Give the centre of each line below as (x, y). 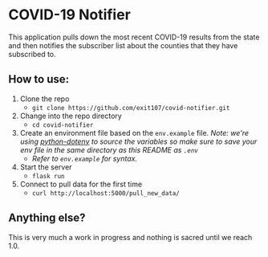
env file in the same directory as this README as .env (109, 149)
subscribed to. (32, 54)
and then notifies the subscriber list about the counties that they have (123, 45)
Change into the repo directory (71, 116)
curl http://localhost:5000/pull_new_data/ (106, 193)
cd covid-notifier (63, 125)
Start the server (46, 167)
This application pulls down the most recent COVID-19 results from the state (134, 37)
